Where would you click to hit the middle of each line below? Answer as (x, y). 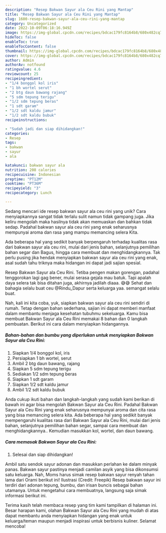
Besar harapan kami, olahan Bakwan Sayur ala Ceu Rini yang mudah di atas (82, 510)
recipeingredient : (24, 79)
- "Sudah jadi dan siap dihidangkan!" (45, 129)
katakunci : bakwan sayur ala (35, 165)
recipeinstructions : (26, 120)
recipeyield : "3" (23, 188)
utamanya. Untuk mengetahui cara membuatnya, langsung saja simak (76, 490)
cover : (12, 56)
